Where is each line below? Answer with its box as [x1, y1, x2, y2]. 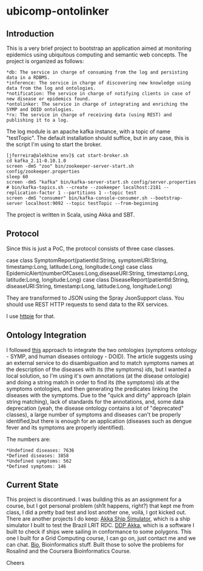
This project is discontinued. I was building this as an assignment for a [6, 496, 182, 503]
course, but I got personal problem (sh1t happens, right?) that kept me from [6, 502, 194, 510]
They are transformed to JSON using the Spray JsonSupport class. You [6, 294, 184, 302]
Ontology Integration [6, 330, 87, 341]
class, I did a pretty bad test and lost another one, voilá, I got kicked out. [6, 509, 187, 516]
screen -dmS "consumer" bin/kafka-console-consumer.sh [6, 195, 148, 201]
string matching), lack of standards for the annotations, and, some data [6, 398, 184, 405]
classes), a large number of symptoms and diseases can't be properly [6, 410, 181, 418]
